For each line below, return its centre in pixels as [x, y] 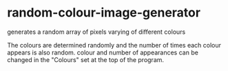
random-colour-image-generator [104, 13]
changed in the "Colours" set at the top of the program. [85, 59]
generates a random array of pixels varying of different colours [96, 32]
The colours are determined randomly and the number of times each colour [114, 45]
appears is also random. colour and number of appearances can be [103, 52]
